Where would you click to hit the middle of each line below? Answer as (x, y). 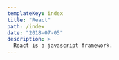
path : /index (26, 26)
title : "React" (29, 20)
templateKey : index (35, 13)
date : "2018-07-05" (35, 33)
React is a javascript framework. (63, 46)
